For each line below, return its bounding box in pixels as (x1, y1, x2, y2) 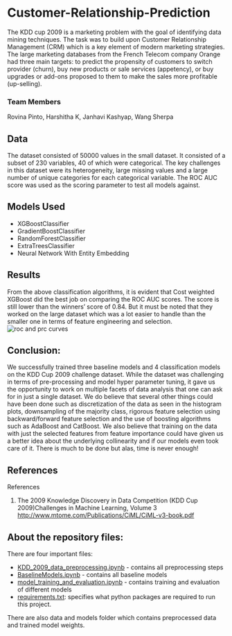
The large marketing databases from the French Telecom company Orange (7, 50, 221, 58)
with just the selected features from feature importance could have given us (7, 430, 224, 438)
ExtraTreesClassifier (17, 241, 75, 250)
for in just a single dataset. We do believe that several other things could (7, 393, 213, 401)
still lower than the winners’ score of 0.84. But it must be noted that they (7, 302, 213, 311)
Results (7, 269, 41, 281)
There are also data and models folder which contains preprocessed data (7, 614, 217, 622)
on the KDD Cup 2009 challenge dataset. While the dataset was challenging (7, 370, 224, 379)
